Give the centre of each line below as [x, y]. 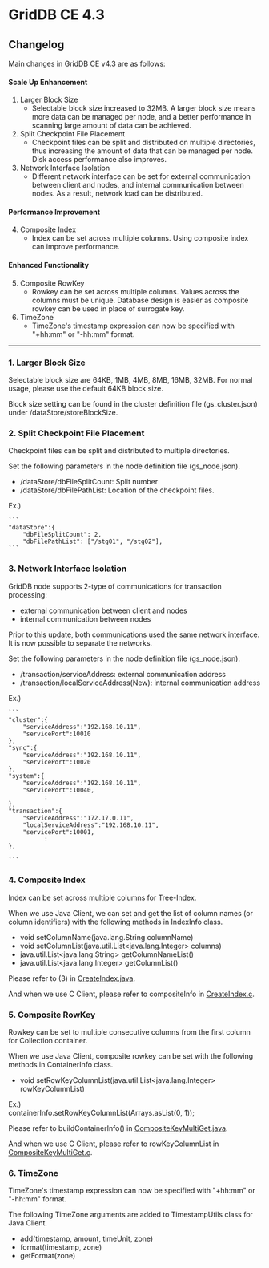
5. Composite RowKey [52, 1015]
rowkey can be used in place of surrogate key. [108, 308]
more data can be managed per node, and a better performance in [141, 117]
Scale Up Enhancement [48, 82]
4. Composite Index [47, 880]
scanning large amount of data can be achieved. [112, 125]
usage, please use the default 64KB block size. [86, 388]
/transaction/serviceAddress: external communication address [123, 674]
